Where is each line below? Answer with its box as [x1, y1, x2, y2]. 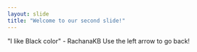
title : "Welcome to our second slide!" [7, 17, 126, 24]
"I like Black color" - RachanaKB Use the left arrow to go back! [7, 36, 190, 45]
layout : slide [7, 10, 50, 18]
